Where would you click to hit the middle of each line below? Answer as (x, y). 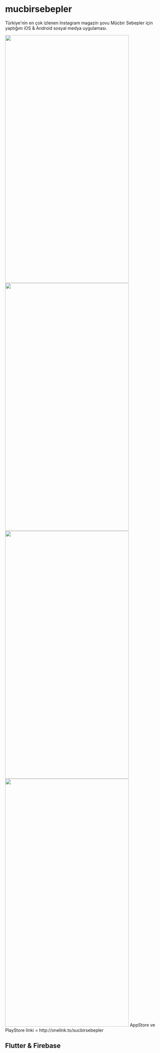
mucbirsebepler (39, 9)
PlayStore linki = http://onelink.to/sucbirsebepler (54, 1030)
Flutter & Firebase (33, 1046)
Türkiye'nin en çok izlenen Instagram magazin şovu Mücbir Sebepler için (79, 23)
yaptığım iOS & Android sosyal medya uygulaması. (56, 28)
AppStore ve (142, 1025)
